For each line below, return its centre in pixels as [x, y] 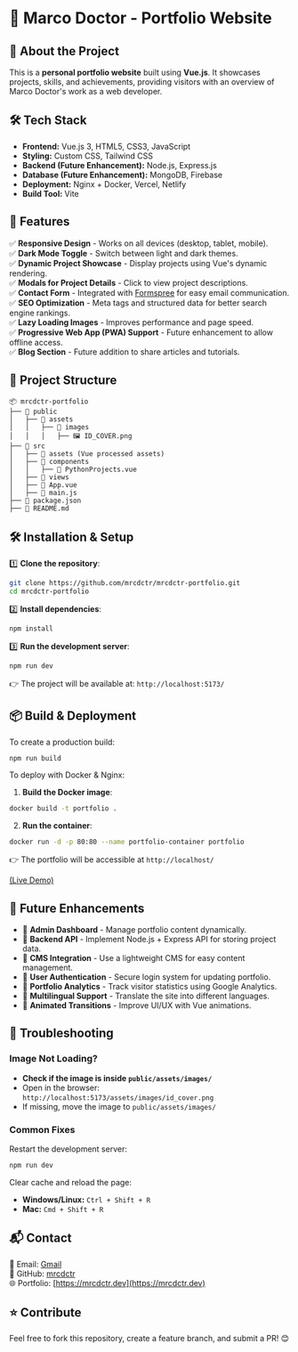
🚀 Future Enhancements [77, 908]
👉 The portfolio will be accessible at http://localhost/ [112, 859]
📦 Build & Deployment [72, 716]
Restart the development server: [68, 1149]
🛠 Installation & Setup [72, 537]
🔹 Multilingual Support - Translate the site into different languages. [145, 996]
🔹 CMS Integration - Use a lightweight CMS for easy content [133, 958]
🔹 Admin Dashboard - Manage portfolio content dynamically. [134, 929]
